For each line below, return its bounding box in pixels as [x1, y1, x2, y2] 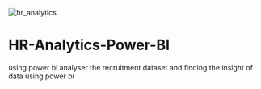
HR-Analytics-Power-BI [8, 36, 170, 54]
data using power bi [8, 71, 74, 81]
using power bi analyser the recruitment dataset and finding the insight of [8, 62, 253, 72]
